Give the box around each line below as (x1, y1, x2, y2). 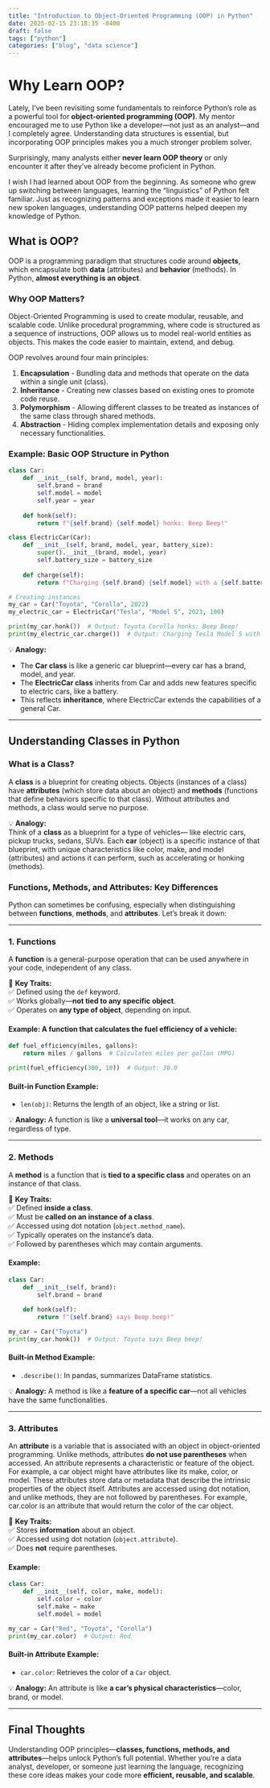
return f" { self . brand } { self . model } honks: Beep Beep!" (37, 519, 228, 528)
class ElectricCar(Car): (8, 533, 92, 542)
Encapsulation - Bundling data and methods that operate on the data (19, 368, 249, 379)
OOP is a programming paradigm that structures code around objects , (8, 255, 241, 266)
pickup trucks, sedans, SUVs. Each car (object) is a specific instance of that (8, 835, 260, 846)
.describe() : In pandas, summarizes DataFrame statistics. (19, 1370, 213, 1380)
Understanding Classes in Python (8, 735, 181, 748)
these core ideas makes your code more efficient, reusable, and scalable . (8, 1769, 256, 1780)
